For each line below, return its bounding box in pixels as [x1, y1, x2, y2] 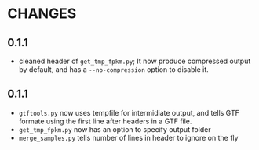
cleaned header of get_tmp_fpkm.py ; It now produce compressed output [18, 56, 251, 66]
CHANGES [7, 5, 77, 23]
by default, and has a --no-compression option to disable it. [18, 65, 209, 74]
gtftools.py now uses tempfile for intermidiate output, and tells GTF [18, 108, 240, 117]
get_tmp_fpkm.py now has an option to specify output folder [18, 124, 211, 134]
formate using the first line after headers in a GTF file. [18, 116, 192, 126]
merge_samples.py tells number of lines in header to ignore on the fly [18, 133, 239, 142]
